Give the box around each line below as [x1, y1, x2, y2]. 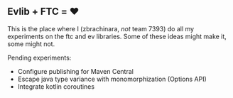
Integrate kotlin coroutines [17, 82, 94, 91]
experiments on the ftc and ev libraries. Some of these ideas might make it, [7, 32, 227, 40]
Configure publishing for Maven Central [17, 67, 134, 75]
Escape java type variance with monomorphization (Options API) [17, 75, 207, 83]
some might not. [7, 39, 55, 48]
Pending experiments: [7, 53, 72, 62]
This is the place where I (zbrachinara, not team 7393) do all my [7, 24, 194, 33]
